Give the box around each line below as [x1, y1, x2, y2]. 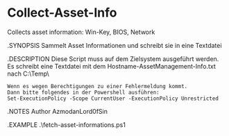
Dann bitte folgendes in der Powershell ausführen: [7, 89, 160, 96]
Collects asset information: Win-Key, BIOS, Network [7, 28, 155, 36]
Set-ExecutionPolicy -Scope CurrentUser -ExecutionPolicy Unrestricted [7, 95, 219, 102]
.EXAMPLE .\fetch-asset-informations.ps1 [7, 120, 126, 129]
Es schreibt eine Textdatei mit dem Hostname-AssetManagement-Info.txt [7, 62, 217, 70]
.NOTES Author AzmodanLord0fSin [7, 107, 108, 115]
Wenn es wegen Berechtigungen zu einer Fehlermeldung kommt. [7, 83, 188, 90]
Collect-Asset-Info [7, 5, 117, 21]
